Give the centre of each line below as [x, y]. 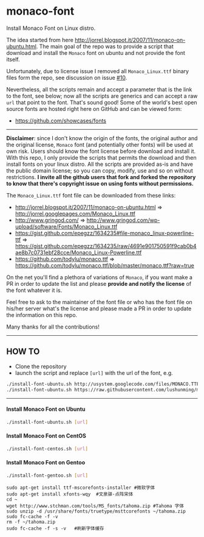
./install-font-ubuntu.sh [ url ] [47, 422]
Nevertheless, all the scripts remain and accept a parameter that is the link [99, 89]
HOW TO [23, 352]
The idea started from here [40, 40]
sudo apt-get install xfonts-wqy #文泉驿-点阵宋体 [70, 494]
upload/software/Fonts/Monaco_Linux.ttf [66, 226]
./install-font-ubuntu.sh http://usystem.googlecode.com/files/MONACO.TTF [103, 384]
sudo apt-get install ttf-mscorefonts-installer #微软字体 [81, 488]
